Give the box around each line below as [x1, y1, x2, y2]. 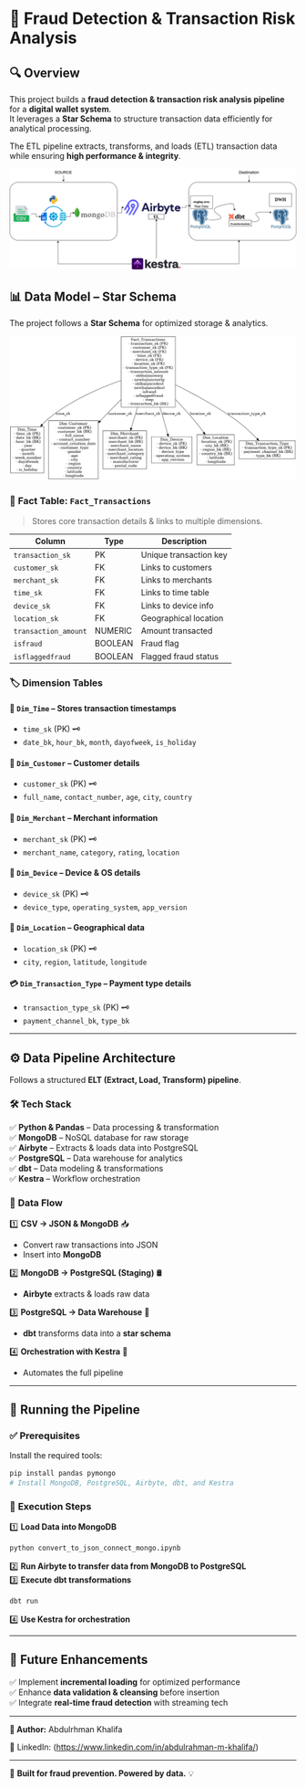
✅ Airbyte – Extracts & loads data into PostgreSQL [9, 1142, 199, 1153]
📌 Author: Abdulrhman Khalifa [9, 1723, 123, 1734]
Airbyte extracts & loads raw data [22, 1288, 150, 1299]
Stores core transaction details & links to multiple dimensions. [31, 515, 263, 526]
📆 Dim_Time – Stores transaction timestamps [9, 702, 177, 713]
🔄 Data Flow [9, 1196, 64, 1209]
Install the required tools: [9, 1450, 103, 1461]
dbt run [9, 1597, 39, 1606]
